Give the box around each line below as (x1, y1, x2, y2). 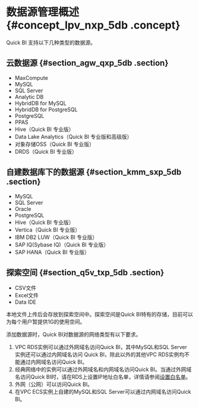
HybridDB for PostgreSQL (14, 105, 78, 113)
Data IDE (14, 298, 37, 306)
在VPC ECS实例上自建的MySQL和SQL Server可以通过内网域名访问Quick (14, 388, 191, 395)
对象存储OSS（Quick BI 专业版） (14, 141, 95, 148)
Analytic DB (14, 93, 44, 100)
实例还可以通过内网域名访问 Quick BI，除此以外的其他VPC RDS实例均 (14, 351, 185, 358)
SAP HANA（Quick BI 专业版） (14, 248, 90, 256)
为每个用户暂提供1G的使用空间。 (6, 318, 86, 325)
